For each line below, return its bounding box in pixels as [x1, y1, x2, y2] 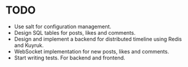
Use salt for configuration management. [14, 23, 112, 30]
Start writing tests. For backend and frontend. [14, 54, 125, 61]
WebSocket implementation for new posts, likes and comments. [14, 48, 170, 55]
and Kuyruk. [14, 42, 44, 49]
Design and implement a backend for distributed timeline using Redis [14, 35, 182, 42]
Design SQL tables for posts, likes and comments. [14, 29, 136, 36]
